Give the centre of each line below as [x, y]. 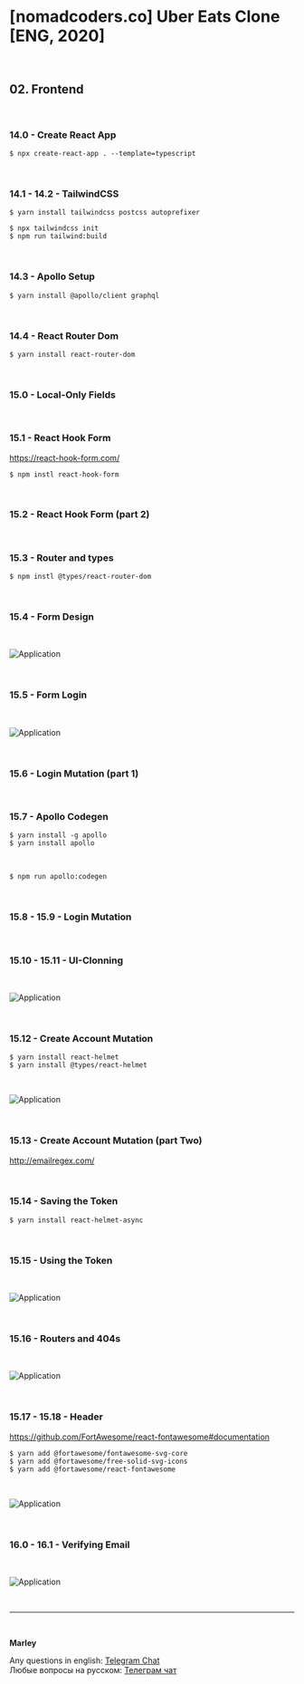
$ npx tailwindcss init [54, 228]
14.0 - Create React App [63, 135]
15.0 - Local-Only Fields [62, 394]
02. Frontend [47, 89]
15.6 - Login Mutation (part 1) [74, 774]
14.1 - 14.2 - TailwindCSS [64, 194]
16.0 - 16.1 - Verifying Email [70, 1544]
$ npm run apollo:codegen [58, 877]
